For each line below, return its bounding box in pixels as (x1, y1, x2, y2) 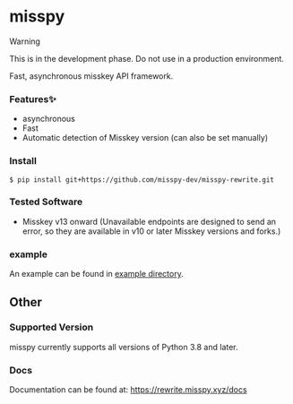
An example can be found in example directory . (9, 269, 184, 279)
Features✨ (9, 92, 56, 105)
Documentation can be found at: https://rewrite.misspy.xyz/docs (9, 384, 248, 395)
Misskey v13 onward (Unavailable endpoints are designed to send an (22, 216, 276, 227)
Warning (9, 36, 40, 47)
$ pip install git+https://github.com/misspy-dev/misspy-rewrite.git (9, 175, 275, 185)
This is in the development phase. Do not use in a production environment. (9, 53, 285, 64)
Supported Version (9, 321, 94, 333)
